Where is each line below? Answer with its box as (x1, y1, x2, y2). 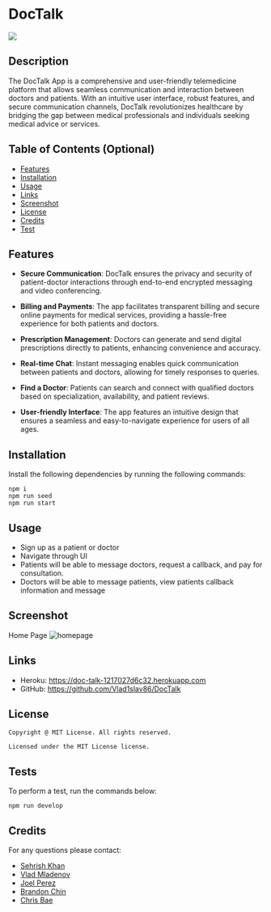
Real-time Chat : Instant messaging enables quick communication (19, 359, 239, 369)
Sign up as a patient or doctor (19, 543, 120, 552)
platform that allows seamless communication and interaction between (8, 84, 244, 94)
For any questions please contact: (8, 846, 121, 855)
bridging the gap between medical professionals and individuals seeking (8, 110, 250, 120)
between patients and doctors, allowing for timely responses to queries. (19, 367, 260, 377)
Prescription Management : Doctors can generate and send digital (19, 335, 242, 344)
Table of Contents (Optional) (8, 142, 155, 156)
